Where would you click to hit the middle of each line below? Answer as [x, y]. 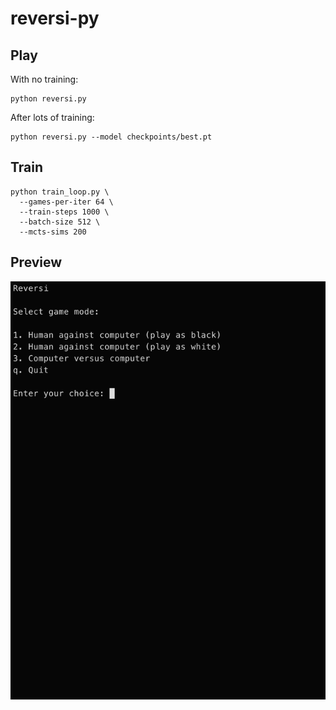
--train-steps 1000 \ [64, 212]
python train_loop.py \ [60, 192]
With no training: [44, 79]
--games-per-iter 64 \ [66, 202]
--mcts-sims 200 [53, 232]
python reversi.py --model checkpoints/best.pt [111, 137]
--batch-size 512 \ [60, 222]
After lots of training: [52, 117]
